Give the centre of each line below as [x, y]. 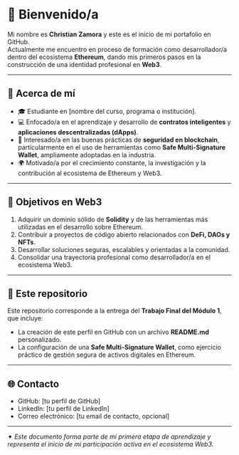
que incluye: [26, 318]
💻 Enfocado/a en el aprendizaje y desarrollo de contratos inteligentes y [124, 122]
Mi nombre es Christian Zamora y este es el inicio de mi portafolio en [109, 34]
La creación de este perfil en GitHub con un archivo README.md [113, 332]
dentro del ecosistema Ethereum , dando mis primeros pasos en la [104, 57]
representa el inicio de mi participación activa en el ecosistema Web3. [111, 444]
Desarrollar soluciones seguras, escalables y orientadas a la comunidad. [124, 249]
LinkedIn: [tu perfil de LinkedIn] [63, 409]
